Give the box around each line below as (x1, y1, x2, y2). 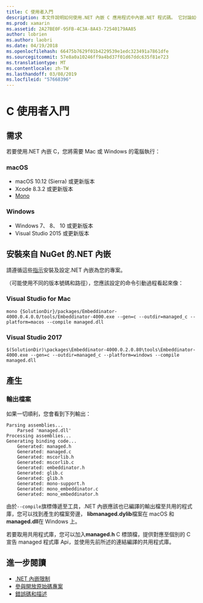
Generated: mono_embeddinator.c (17, 486, 98, 492)
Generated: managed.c (17, 448, 71, 455)
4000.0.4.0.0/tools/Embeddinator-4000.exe (6, 314, 115, 320)
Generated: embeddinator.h (17, 465, 85, 471)
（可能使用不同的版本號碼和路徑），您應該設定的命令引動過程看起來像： (6, 279, 184, 286)
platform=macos (6, 319, 45, 325)
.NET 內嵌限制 (14, 574, 50, 582)
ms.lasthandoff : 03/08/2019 (6, 71, 77, 77)
